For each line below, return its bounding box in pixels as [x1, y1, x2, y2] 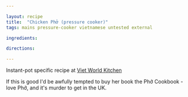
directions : [6, 46, 35, 51]
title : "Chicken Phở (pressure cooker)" [6, 19, 109, 25]
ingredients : [6, 35, 38, 41]
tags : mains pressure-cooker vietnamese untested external [6, 25, 153, 30]
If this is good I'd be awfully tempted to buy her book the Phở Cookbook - [6, 78, 183, 85]
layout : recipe [6, 13, 43, 19]
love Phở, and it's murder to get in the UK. [6, 84, 107, 91]
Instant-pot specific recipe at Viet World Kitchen [6, 67, 122, 74]
